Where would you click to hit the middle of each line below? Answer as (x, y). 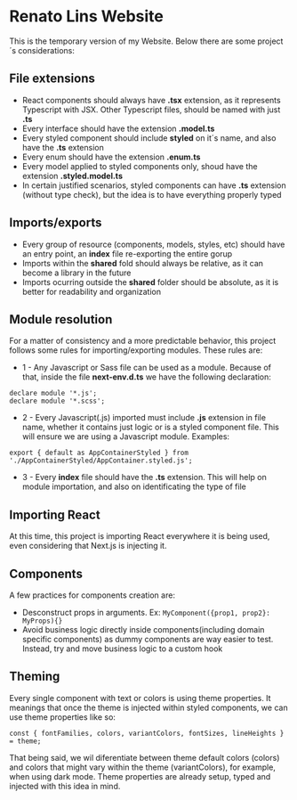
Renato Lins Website (87, 16)
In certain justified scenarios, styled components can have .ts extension (154, 185)
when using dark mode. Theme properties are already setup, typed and (140, 776)
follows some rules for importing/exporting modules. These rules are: (136, 350)
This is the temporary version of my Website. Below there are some (132, 41)
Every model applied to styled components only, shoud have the (140, 166)
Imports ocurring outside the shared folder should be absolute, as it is (150, 282)
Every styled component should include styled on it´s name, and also (149, 138)
